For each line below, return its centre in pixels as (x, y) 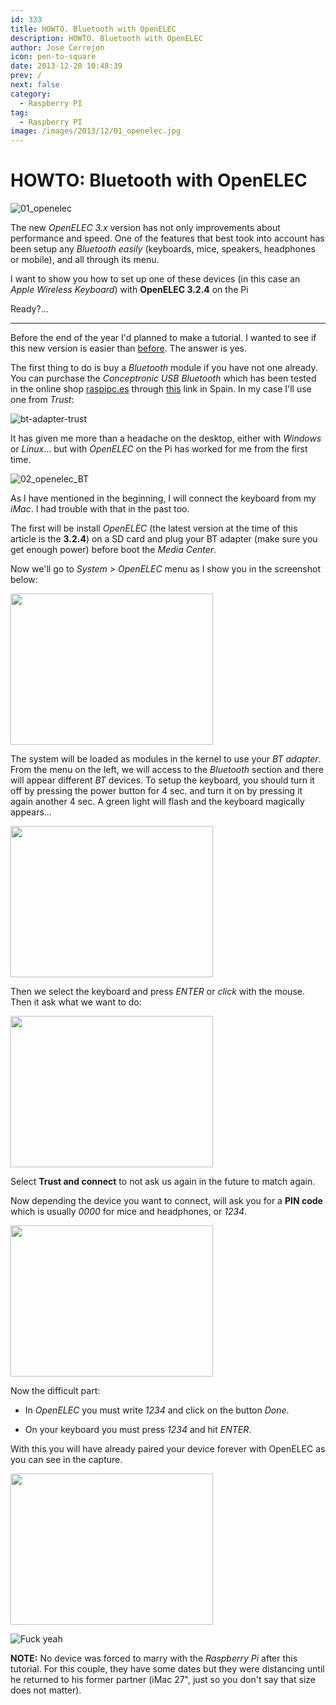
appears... (31, 812)
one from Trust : (42, 400)
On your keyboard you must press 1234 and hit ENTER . (138, 1430)
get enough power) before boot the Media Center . (113, 550)
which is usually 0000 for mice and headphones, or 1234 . (129, 1212)
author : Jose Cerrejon (57, 47)
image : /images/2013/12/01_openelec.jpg (96, 131)
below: (24, 580)
